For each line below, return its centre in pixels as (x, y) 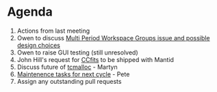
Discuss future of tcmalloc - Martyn (67, 67)
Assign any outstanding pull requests (69, 81)
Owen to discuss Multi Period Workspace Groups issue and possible (113, 37)
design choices (38, 45)
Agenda (30, 12)
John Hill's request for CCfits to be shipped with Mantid (95, 59)
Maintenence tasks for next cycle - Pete (73, 74)
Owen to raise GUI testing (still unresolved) (77, 52)
